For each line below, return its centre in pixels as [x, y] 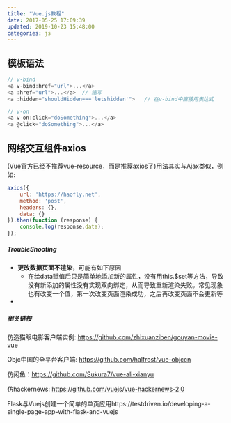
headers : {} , [39, 207]
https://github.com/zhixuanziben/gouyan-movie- [148, 337]
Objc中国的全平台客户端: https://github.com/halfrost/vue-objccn [99, 359]
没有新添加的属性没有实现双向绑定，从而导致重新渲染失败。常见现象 [125, 285]
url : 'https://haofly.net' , [60, 194]
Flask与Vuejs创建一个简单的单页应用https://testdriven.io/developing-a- [109, 403]
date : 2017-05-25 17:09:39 [46, 20]
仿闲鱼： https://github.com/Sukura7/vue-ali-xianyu [81, 374]
